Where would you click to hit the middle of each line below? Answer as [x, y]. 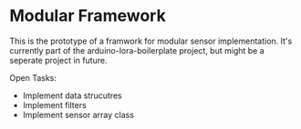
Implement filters [54, 104]
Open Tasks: [33, 77]
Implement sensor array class [78, 114]
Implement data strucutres [73, 95]
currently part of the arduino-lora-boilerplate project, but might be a [137, 50]
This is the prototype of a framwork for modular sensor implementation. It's [151, 41]
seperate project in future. [58, 60]
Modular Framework [88, 16]
